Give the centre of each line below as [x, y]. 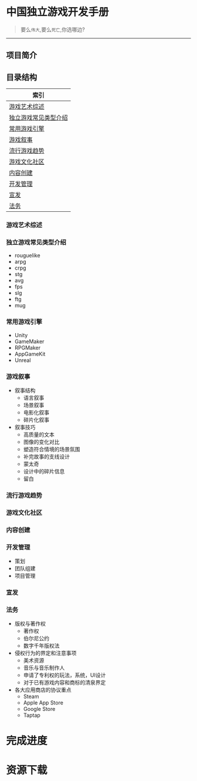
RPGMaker [28, 347]
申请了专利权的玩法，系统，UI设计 [64, 675]
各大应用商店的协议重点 [43, 690]
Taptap [32, 715]
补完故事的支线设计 [47, 456]
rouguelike [27, 255]
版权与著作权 [30, 624]
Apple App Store [43, 703]
